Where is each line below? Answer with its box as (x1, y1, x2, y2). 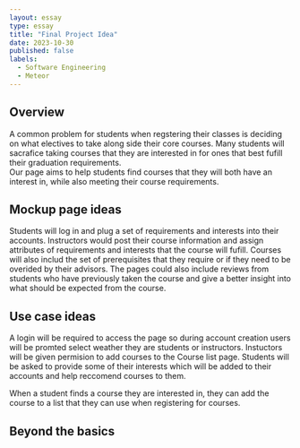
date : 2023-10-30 (9, 38, 74, 47)
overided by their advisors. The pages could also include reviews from (9, 263, 270, 274)
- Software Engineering (17, 64, 106, 73)
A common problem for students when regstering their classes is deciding (9, 128, 283, 139)
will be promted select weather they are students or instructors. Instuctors (9, 342, 283, 353)
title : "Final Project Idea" (9, 30, 118, 39)
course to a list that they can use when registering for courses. (9, 398, 241, 409)
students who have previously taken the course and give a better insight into (9, 273, 292, 284)
